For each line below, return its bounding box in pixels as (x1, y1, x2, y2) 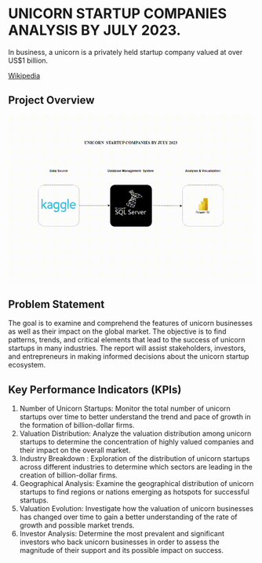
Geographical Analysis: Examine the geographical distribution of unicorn (19, 479, 254, 488)
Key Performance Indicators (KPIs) (8, 382, 182, 397)
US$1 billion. (8, 56, 49, 65)
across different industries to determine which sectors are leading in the (19, 462, 253, 472)
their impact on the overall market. (19, 445, 131, 455)
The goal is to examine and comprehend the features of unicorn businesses (8, 319, 253, 328)
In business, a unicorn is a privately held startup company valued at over (8, 47, 243, 57)
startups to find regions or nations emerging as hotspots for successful (19, 488, 249, 497)
